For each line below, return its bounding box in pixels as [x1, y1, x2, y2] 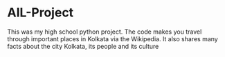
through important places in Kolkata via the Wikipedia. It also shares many [7, 34, 218, 43]
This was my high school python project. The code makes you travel [7, 27, 202, 36]
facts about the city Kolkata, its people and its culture [7, 42, 159, 50]
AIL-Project [7, 5, 74, 21]
